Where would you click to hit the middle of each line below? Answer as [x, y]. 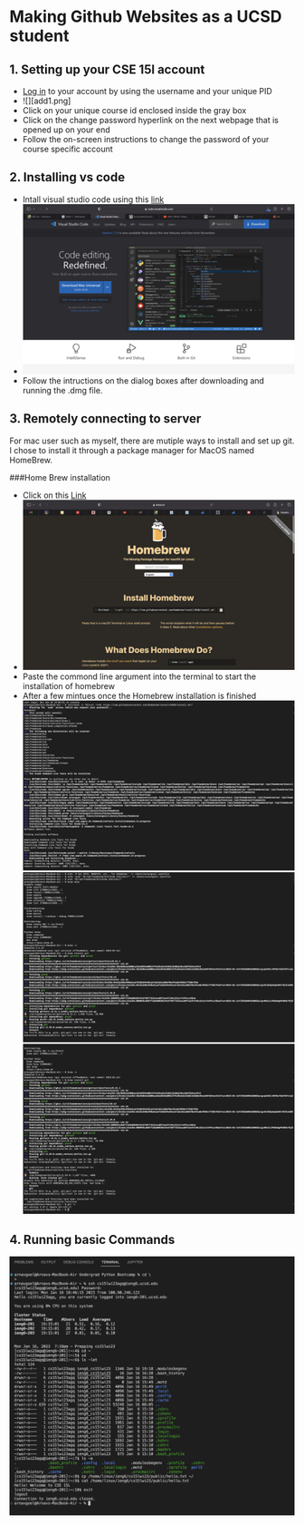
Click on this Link [54, 495]
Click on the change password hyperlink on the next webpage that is [150, 120]
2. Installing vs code [67, 177]
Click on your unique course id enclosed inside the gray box [134, 110]
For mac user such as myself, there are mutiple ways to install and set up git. [152, 441]
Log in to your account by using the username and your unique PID [147, 91]
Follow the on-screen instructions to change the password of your [146, 139]
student [39, 36]
